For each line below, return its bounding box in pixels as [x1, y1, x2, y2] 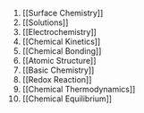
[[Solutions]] [21, 17, 69, 28]
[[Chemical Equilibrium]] [21, 93, 113, 104]
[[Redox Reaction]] [21, 74, 92, 84]
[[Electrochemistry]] [21, 27, 97, 37]
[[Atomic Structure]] [21, 56, 97, 65]
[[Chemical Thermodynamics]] [21, 84, 136, 94]
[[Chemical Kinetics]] [21, 36, 101, 47]
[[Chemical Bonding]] [21, 46, 102, 56]
